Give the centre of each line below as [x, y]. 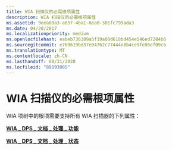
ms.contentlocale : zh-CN [37, 56]
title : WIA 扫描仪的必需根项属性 [43, 12]
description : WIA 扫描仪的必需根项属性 [51, 17]
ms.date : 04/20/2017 [32, 28]
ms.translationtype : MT [36, 51]
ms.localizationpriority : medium [48, 34]
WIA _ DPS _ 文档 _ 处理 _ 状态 [43, 141]
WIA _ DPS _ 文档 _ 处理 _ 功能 [43, 129]
